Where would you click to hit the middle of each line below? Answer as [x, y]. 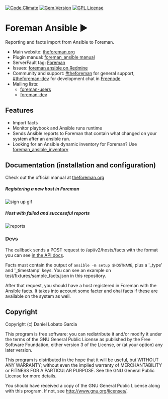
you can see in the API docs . [35, 255]
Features [19, 111]
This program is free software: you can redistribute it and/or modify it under [83, 334]
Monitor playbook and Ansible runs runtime [57, 128]
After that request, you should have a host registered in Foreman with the [81, 285]
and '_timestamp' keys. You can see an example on [58, 270]
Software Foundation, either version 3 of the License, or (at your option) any [84, 345]
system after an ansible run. [41, 139]
